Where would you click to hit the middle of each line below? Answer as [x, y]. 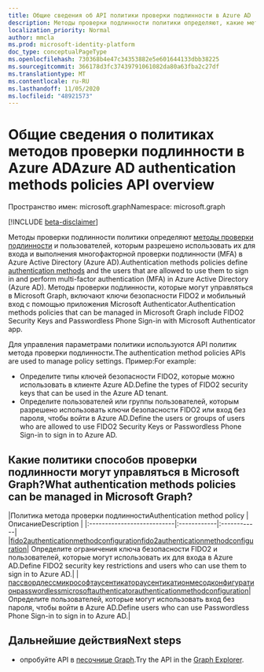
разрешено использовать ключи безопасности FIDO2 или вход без [132, 410]
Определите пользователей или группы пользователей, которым [129, 401]
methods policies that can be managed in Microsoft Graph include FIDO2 [126, 312]
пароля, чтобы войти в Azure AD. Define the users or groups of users [132, 419]
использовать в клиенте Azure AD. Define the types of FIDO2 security [134, 385]
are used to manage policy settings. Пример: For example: [102, 361]
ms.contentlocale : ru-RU [49, 81]
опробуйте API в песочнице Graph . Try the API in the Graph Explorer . [132, 659]
